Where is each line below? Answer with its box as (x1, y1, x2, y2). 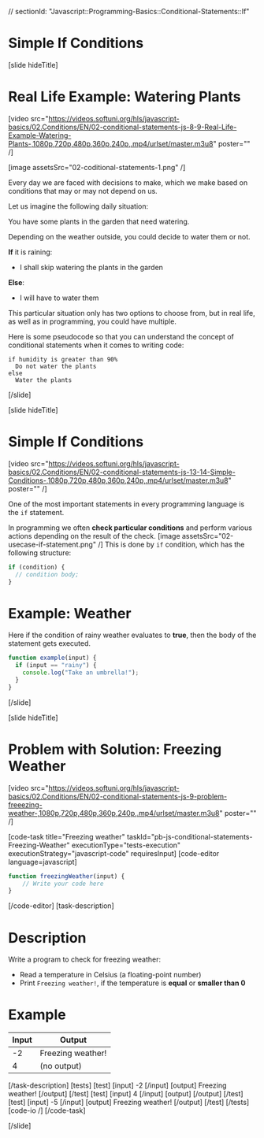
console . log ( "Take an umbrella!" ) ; (22, 669, 139, 676)
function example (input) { (8, 654, 97, 662)
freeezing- (8, 799, 43, 810)
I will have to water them (19, 293, 99, 302)
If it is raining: (8, 247, 53, 257)
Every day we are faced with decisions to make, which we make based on (8, 177, 248, 187)
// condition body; (15, 570, 80, 578)
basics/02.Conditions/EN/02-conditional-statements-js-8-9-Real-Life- (8, 122, 237, 132)
